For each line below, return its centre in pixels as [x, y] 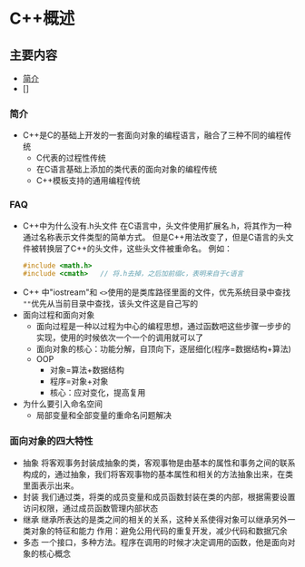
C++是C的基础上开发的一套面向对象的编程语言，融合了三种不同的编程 [153, 135]
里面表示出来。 [50, 485]
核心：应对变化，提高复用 [98, 393]
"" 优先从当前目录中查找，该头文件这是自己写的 [110, 304]
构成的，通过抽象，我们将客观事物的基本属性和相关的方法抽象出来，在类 [157, 474]
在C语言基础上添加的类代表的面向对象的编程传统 [127, 170]
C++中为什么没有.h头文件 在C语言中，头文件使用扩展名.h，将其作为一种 [157, 225]
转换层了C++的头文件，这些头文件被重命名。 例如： [136, 248]
